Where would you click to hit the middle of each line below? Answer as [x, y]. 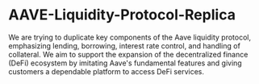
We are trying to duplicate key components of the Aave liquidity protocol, [130, 37]
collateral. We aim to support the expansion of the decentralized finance [128, 54]
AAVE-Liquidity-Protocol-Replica [122, 15]
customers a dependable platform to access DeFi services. [106, 71]
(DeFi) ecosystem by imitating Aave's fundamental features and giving [125, 63]
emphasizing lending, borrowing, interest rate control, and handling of [124, 45]
